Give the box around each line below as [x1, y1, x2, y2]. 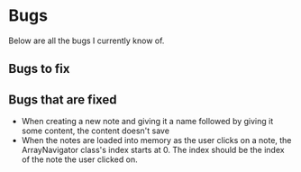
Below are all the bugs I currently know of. [8, 35, 165, 46]
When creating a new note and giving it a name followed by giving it [21, 116, 274, 127]
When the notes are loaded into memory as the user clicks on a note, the [21, 135, 292, 146]
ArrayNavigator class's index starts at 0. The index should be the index [21, 145, 285, 156]
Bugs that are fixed [8, 92, 118, 107]
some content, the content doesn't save [21, 125, 170, 136]
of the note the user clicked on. [21, 154, 138, 165]
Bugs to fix [8, 61, 70, 77]
